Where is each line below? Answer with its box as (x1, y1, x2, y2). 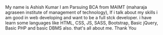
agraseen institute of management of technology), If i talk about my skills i (5, 9, 158, 15)
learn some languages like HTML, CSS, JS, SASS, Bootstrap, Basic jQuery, (5, 20, 158, 26)
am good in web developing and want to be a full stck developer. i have (5, 15, 151, 20)
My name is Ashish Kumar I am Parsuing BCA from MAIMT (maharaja (5, 4, 147, 10)
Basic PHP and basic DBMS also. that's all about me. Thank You (5, 25, 136, 31)
